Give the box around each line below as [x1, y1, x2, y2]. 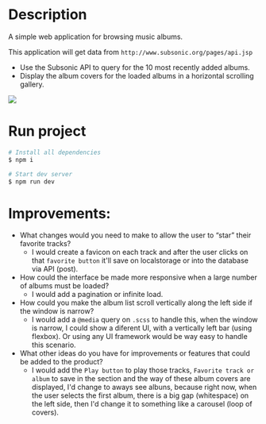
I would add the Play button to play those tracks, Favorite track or [31, 365, 255, 375]
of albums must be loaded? [19, 281, 110, 291]
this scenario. [31, 340, 77, 350]
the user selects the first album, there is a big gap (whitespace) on [31, 391, 249, 400]
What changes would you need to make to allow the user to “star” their [19, 230, 252, 240]
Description [8, 6, 87, 24]
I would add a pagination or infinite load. [31, 290, 164, 299]
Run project [8, 122, 87, 141]
